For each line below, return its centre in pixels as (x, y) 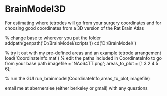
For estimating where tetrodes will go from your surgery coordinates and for (83, 23)
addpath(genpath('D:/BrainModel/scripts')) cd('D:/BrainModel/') (71, 43)
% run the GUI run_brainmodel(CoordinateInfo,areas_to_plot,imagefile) (78, 78)
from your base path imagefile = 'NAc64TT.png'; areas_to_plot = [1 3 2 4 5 (82, 63)
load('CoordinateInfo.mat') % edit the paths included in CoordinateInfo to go (84, 58)
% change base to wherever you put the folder (53, 38)
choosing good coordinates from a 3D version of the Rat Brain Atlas (75, 28)
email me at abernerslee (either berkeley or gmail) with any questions (77, 88)
